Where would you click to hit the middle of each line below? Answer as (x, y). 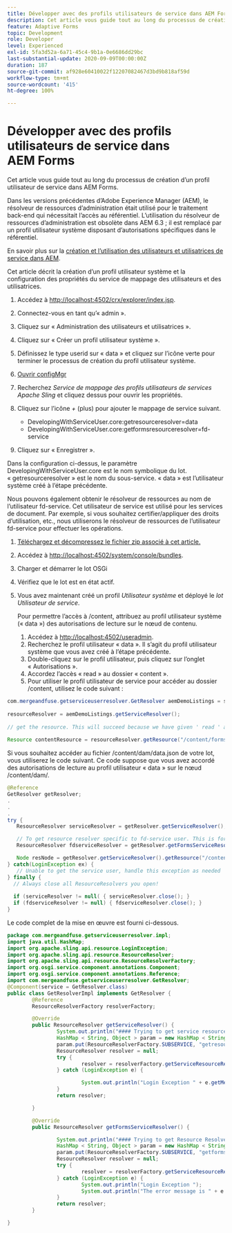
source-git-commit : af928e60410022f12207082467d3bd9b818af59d (98, 71)
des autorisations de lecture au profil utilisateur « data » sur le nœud (105, 768)
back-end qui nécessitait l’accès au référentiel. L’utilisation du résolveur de (113, 215)
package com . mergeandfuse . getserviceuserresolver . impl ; (89, 935)
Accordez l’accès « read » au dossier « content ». (98, 674)
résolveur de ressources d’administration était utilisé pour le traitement (108, 208)
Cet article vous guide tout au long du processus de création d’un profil (108, 180)
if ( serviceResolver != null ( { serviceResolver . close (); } (101, 897)
